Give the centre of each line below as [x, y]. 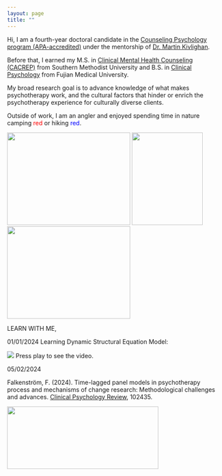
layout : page [26, 13]
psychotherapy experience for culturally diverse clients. [85, 102]
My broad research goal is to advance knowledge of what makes [98, 88]
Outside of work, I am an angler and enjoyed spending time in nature [103, 115]
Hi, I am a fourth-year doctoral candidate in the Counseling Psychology [107, 39]
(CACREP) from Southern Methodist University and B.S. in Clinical [100, 67]
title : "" [21, 20]
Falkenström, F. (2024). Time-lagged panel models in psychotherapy [104, 382]
